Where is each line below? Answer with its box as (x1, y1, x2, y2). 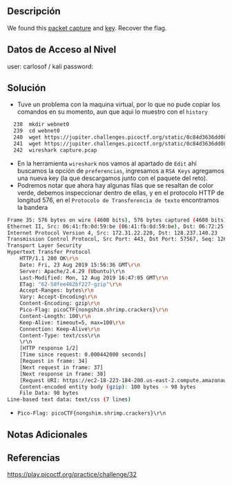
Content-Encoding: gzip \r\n (19, 300, 100, 307)
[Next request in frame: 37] (19, 364, 104, 371)
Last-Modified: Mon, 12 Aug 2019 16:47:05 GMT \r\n (19, 274, 168, 281)
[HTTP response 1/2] (19, 345, 79, 352)
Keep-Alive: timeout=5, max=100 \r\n (19, 319, 126, 326)
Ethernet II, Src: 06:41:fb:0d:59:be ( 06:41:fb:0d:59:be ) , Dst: (7, 223, 196, 230)
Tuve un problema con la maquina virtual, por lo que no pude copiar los (17, 100, 221, 109)
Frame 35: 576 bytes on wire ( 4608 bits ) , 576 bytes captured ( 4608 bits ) (7, 217, 227, 224)
